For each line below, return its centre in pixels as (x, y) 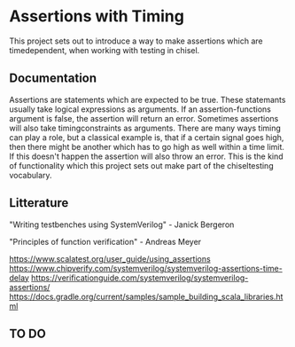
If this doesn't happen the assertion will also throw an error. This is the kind (146, 156)
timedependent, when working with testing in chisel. (105, 50)
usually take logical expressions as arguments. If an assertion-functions (140, 109)
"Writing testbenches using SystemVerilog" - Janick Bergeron (122, 225)
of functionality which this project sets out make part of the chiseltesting (141, 165)
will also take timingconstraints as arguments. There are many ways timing (145, 128)
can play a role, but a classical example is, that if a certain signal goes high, (147, 137)
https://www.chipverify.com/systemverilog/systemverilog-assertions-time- (146, 268)
